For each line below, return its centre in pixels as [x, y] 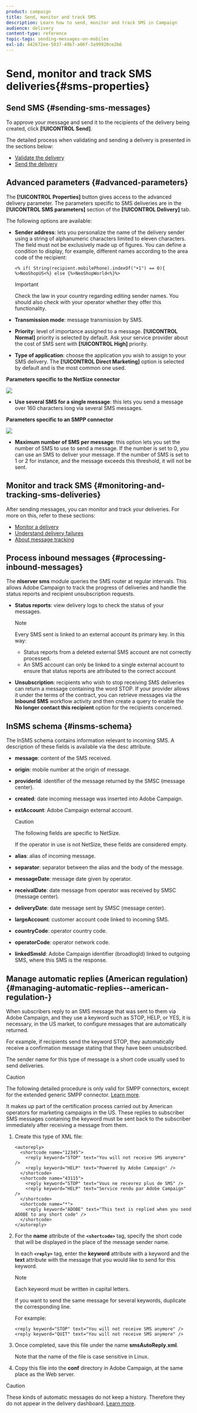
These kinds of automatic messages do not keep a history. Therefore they [96, 1397]
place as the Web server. [45, 1374]
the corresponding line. [43, 1307]
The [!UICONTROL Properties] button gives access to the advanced [89, 197]
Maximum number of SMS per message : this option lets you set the [97, 442]
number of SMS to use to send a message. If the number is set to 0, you [102, 448]
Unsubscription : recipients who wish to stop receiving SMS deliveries [99, 682]
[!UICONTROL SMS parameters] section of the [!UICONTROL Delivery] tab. [98, 209]
